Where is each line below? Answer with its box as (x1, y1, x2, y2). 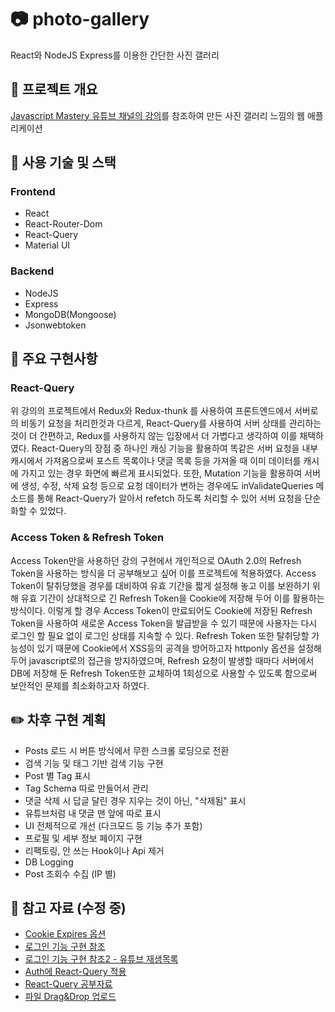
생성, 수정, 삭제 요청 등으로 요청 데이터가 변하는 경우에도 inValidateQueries (20, 480, 314, 492)
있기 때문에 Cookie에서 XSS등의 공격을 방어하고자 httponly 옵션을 (36, 642, 296, 654)
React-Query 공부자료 (24, 978, 113, 990)
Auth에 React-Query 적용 (24, 966, 127, 978)
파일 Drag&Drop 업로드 (24, 991, 117, 1003)
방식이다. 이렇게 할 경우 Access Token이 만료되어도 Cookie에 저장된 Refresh (10, 604, 313, 616)
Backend (10, 264, 55, 278)
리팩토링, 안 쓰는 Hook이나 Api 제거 (24, 844, 165, 856)
